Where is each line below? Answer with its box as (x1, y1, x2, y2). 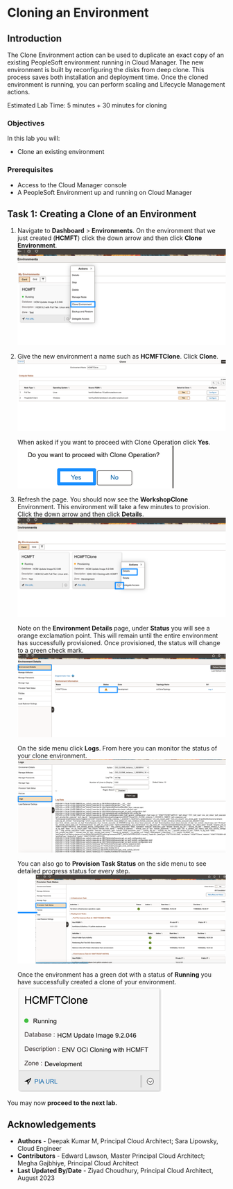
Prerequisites (7, 165, 53, 175)
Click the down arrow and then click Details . (17, 510, 144, 518)
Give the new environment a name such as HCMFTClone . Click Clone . (17, 352, 218, 360)
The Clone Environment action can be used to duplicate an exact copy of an (7, 51, 224, 59)
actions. (7, 88, 30, 96)
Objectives (7, 118, 45, 128)
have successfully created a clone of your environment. (17, 977, 177, 986)
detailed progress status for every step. (17, 866, 130, 875)
